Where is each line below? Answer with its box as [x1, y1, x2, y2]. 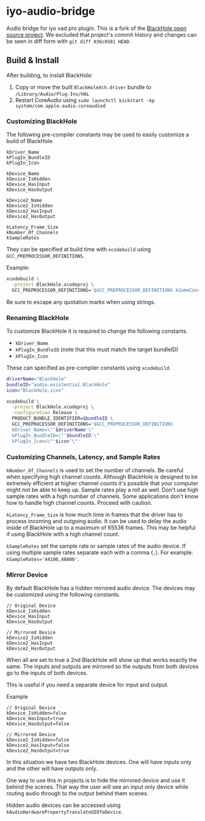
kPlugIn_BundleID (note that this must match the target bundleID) [15, 346, 179, 353]
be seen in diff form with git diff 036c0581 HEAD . [6, 37, 131, 45]
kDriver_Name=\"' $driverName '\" [12, 426, 95, 433]
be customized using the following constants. [6, 591, 121, 598]
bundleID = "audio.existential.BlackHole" [6, 381, 111, 388]
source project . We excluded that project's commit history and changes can [6, 31, 197, 38]
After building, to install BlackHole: [6, 72, 93, 79]
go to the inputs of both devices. [6, 669, 88, 677]
